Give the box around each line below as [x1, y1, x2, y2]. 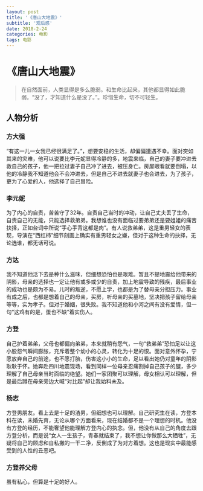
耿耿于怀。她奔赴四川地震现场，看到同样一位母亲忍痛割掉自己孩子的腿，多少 [6, 362, 197, 370]
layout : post [6, 8, 39, 15]
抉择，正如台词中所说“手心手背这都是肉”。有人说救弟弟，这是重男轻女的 [6, 224, 186, 231]
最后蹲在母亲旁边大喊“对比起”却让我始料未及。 [11, 377, 128, 385]
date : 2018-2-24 [6, 25, 47, 32]
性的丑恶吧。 [27, 446, 59, 454]
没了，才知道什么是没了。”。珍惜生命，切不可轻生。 [34, 93, 161, 100]
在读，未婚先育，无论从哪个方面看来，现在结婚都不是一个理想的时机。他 [11, 416, 192, 423]
